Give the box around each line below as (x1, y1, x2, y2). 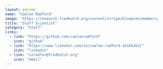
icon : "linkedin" (14, 48, 49, 52)
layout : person (5, 7, 36, 12)
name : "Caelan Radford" (5, 12, 53, 17)
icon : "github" (14, 39, 45, 44)
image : (5, 16, 18, 21)
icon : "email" (14, 57, 42, 62)
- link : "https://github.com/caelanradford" (9, 34, 101, 39)
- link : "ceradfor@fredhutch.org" (9, 52, 79, 57)
